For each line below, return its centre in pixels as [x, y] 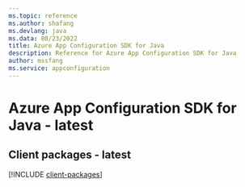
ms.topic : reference [43, 16]
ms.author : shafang [41, 23]
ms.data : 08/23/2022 [43, 38]
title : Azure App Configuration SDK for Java [86, 46]
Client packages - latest [70, 155]
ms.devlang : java [38, 31]
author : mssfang [36, 61]
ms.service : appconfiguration [59, 69]
